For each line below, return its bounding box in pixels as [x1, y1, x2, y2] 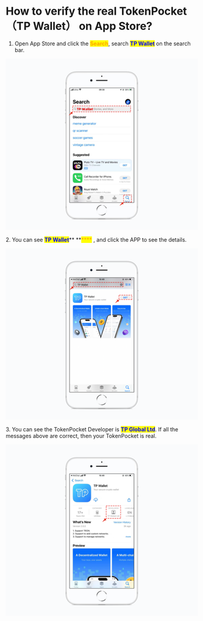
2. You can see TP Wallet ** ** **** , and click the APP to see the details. [5, 236, 187, 243]
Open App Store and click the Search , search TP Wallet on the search [14, 40, 191, 47]
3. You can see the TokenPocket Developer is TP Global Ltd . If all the [5, 425, 179, 433]
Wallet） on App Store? [32, 20, 153, 33]
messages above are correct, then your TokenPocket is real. [5, 432, 157, 439]
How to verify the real [5, 4, 117, 18]
